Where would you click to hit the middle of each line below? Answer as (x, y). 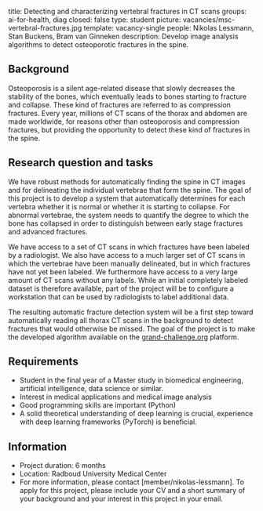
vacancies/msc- (209, 20)
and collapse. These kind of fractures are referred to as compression (120, 104)
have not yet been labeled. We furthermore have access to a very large (123, 272)
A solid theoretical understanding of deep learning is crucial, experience (136, 414)
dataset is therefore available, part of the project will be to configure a (121, 288)
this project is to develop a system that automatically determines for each (127, 198)
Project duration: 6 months (62, 466)
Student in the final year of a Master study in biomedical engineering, (131, 380)
